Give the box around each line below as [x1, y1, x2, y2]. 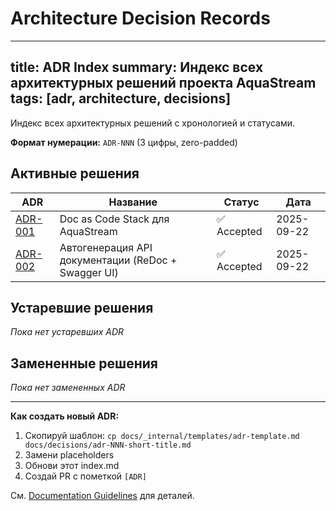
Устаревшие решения [10, 299, 154, 316]
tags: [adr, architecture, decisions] [10, 90, 232, 107]
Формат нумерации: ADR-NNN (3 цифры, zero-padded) [10, 136, 238, 148]
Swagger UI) [59, 265, 119, 279]
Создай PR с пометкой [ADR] [24, 470, 147, 482]
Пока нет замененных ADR [10, 382, 126, 394]
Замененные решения [10, 355, 158, 372]
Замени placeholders [24, 449, 115, 461]
